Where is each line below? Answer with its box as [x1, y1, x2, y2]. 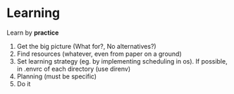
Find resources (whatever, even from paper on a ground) [16, 49, 183, 58]
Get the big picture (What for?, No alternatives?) [16, 42, 156, 50]
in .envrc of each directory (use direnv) [16, 64, 131, 73]
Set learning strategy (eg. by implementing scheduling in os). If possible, [16, 57, 228, 65]
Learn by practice [6, 28, 59, 37]
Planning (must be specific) [16, 72, 97, 81]
